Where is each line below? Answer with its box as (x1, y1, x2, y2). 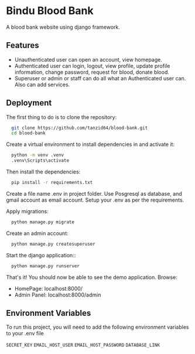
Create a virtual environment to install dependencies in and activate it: (6, 141, 175, 148)
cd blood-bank (11, 130, 46, 136)
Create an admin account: (6, 230, 69, 237)
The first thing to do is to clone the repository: (6, 113, 117, 121)
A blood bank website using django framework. (6, 23, 120, 30)
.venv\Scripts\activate (11, 158, 69, 164)
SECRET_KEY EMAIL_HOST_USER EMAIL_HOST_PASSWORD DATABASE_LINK (6, 342, 160, 348)
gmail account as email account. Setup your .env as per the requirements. (6, 196, 184, 203)
